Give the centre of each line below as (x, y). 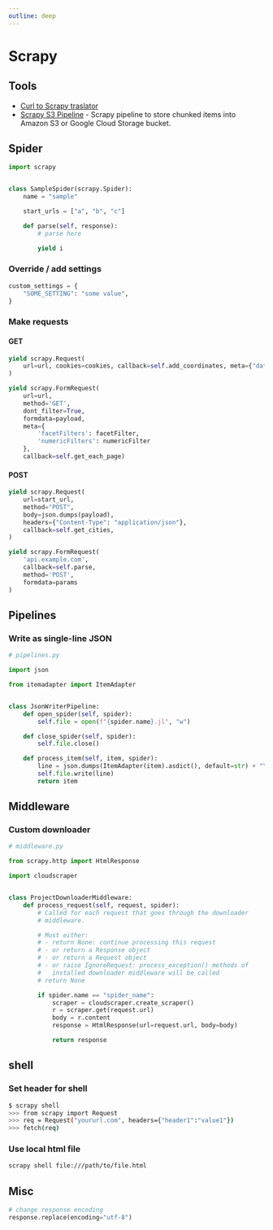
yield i (50, 248)
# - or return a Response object (94, 950)
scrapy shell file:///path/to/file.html (78, 1166)
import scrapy (32, 168)
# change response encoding (56, 1210)
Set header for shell (48, 1088)
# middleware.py (36, 847)
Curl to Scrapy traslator (59, 106)
